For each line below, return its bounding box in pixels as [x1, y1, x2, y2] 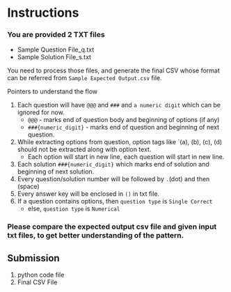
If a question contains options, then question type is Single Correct [17, 197, 213, 206]
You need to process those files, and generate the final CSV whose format [7, 66, 221, 75]
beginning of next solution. [17, 167, 95, 176]
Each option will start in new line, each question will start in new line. [27, 153, 225, 161]
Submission [7, 252, 61, 264]
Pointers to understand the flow [7, 87, 98, 95]
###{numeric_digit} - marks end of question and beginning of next [27, 123, 220, 132]
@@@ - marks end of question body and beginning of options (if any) [27, 116, 220, 124]
